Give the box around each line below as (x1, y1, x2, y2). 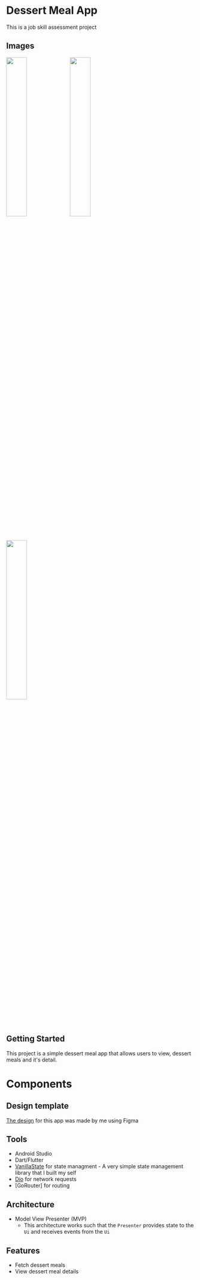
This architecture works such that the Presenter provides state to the (23, 1222, 194, 1229)
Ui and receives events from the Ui (23, 1228, 110, 1236)
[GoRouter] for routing (14, 1182, 70, 1189)
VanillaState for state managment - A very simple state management (14, 1163, 184, 1170)
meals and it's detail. (6, 1056, 57, 1063)
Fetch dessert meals (14, 1261, 66, 1269)
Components (6, 1077, 72, 1090)
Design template (6, 1101, 69, 1111)
